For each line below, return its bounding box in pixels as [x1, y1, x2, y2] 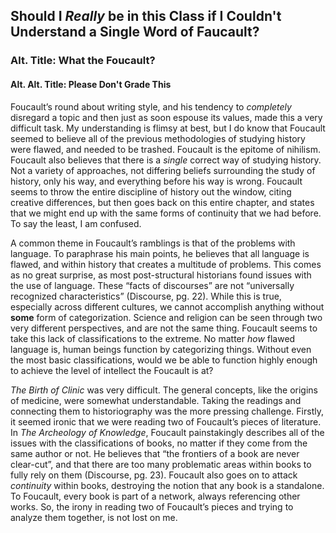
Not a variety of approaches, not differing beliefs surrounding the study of [10, 164, 316, 176]
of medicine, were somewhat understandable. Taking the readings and [10, 394, 302, 406]
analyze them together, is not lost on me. [10, 511, 178, 523]
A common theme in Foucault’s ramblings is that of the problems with [10, 237, 296, 249]
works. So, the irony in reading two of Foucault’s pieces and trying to [10, 500, 294, 513]
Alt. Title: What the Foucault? [10, 54, 156, 68]
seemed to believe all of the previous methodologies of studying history [10, 132, 306, 144]
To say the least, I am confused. [10, 217, 142, 229]
